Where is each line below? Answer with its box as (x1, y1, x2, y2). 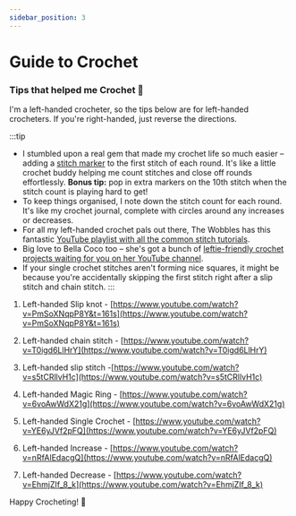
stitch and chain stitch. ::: (21, 281, 115, 292)
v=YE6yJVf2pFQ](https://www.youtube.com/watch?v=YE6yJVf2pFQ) (21, 426, 277, 436)
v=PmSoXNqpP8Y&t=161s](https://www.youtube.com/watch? (21, 308, 249, 319)
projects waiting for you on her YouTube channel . (21, 253, 204, 264)
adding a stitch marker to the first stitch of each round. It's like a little (21, 158, 276, 168)
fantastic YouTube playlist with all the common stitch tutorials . (21, 234, 250, 245)
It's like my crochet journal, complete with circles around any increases (21, 205, 284, 216)
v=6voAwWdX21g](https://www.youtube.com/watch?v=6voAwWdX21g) (21, 399, 285, 409)
